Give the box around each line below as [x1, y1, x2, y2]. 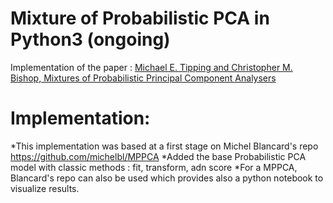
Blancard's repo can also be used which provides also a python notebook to [10, 172, 324, 184]
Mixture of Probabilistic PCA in [10, 7, 270, 30]
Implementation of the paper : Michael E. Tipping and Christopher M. [10, 61, 293, 73]
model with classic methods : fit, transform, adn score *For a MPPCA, [10, 161, 298, 173]
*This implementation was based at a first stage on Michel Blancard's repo [10, 140, 319, 152]
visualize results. [10, 182, 80, 194]
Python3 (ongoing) [10, 28, 171, 51]
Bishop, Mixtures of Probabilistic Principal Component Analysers [10, 72, 277, 84]
